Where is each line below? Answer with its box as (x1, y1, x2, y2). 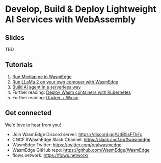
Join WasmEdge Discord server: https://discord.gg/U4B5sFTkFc (12, 131, 143, 137)
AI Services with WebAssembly (5, 14, 136, 25)
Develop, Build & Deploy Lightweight (5, 3, 157, 15)
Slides (5, 33, 25, 42)
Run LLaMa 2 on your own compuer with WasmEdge (12, 79, 119, 84)
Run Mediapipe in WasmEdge (12, 74, 72, 80)
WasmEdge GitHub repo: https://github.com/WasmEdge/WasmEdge (12, 147, 150, 153)
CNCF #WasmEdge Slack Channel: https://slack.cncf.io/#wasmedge (12, 136, 151, 142)
